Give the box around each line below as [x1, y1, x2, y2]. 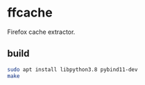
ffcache [7, 5, 53, 21]
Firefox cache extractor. [7, 28, 76, 36]
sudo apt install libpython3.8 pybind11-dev [7, 66, 138, 73]
